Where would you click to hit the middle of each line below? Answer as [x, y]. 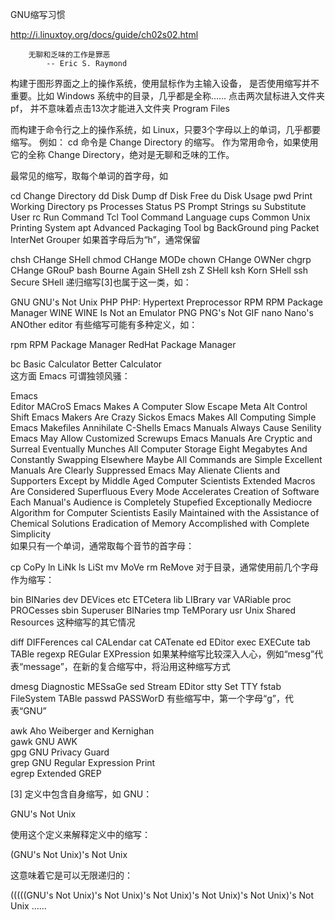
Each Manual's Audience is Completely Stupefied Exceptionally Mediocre [161, 502]
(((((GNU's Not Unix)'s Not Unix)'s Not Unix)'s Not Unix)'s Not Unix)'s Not [162, 895]
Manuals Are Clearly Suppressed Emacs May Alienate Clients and [145, 470]
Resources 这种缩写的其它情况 [73, 622]
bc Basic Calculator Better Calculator [86, 364]
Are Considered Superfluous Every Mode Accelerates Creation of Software [165, 491]
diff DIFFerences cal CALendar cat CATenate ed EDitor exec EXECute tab [160, 642]
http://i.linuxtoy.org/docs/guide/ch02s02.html [104, 34]
